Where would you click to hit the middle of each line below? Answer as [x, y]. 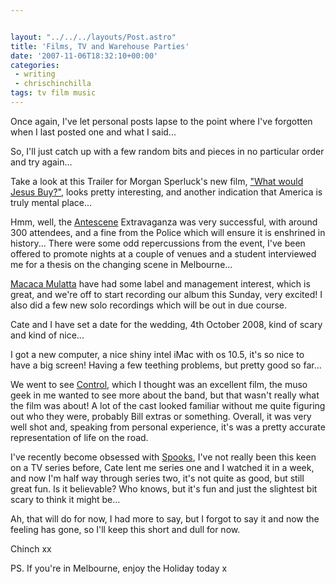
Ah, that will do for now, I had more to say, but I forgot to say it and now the [165, 518]
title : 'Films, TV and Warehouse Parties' [100, 46]
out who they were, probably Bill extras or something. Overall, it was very [161, 416]
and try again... [41, 162]
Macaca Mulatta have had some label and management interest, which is [160, 283]
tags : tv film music [53, 93]
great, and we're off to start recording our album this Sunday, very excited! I [166, 294]
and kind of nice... [47, 335]
